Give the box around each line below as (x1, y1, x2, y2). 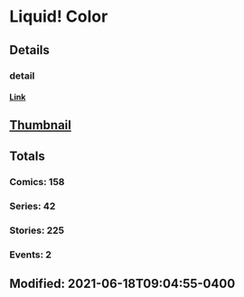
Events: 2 (9, 248, 52, 261)
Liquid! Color (9, 6, 108, 27)
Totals (9, 148, 45, 163)
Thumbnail (9, 117, 72, 133)
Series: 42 (9, 200, 56, 212)
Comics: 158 (9, 175, 65, 188)
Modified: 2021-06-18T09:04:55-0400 (9, 275, 236, 291)
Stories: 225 (9, 224, 65, 237)
